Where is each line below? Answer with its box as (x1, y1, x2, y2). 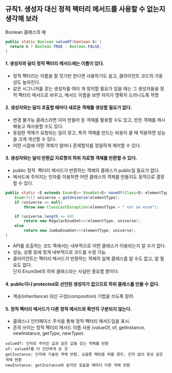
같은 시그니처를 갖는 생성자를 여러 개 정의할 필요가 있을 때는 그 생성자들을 (12, 85, 159, 91)
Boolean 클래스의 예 (5, 29, 46, 35)
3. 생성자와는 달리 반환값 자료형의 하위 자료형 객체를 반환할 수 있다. (5, 155, 137, 161)
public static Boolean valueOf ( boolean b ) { (5, 39, 102, 44)
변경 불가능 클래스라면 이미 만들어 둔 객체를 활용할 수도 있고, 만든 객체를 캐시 (12, 116, 166, 123)
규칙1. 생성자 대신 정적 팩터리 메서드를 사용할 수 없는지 (5, 5, 165, 14)
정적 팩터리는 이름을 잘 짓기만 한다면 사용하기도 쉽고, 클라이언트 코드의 (12, 73, 154, 79)
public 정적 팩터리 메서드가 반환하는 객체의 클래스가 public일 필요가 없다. (12, 168, 160, 174)
